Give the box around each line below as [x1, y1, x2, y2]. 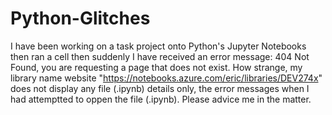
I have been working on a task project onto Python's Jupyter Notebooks [10, 40, 307, 52]
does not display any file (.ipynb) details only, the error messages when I [10, 82, 310, 94]
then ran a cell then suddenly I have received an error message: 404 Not [10, 50, 310, 62]
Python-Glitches [10, 7, 151, 30]
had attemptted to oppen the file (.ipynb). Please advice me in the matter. [10, 93, 312, 105]
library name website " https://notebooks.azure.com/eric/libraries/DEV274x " [10, 72, 323, 84]
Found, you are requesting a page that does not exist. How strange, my [10, 61, 303, 73]
